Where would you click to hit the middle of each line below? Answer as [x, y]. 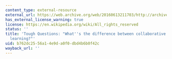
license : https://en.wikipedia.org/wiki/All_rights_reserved [72, 24]
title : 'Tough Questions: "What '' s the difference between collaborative [86, 34]
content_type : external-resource [41, 10]
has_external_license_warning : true [44, 19]
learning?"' [23, 39]
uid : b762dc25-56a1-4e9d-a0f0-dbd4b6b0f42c [52, 44]
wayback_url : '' [23, 48]
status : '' [17, 29]
